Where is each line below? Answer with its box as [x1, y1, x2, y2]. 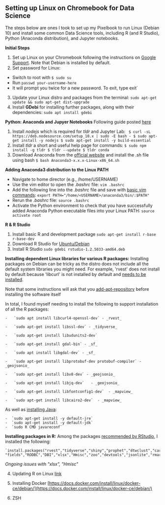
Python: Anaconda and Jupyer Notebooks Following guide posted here [5, 118, 151, 125]
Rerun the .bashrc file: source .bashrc [12, 197, 89, 203]
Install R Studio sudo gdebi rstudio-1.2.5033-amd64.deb [12, 246, 125, 252]
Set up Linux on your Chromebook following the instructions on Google [12, 54, 156, 60]
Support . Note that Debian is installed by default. [12, 59, 111, 66]
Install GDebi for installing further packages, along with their [12, 104, 135, 110]
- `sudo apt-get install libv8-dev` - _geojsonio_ [5, 372, 115, 377]
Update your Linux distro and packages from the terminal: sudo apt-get [12, 94, 157, 100]
